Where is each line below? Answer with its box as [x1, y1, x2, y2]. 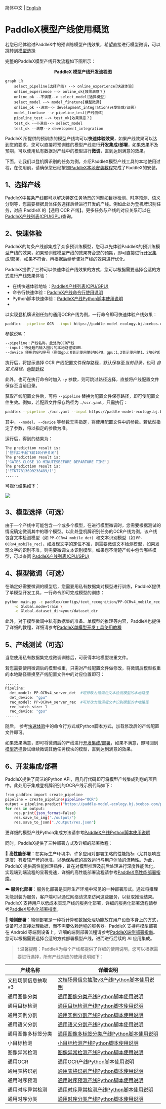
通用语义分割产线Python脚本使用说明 [57, 1021, 144, 1028]
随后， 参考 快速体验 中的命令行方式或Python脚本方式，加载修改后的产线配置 [5, 723, 160, 729]
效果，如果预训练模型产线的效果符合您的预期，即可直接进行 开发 [22, 249, 152, 255]
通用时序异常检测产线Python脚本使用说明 [57, 1086, 154, 1093]
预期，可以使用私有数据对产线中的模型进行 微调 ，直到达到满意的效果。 [5, 148, 148, 153]
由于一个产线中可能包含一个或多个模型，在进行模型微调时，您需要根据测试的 [5, 522, 161, 528]
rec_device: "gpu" [9, 709, 48, 714]
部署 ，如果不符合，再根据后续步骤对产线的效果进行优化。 [11, 256, 128, 262]
